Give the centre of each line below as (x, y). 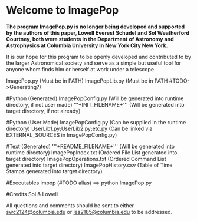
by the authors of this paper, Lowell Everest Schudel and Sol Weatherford (98, 32)
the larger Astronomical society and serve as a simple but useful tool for (94, 63)
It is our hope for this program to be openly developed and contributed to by (99, 57)
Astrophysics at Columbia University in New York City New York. (87, 45)
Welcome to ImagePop (63, 10)
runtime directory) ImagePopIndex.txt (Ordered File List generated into (92, 152)
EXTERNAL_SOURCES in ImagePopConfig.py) (62, 135)
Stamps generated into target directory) (54, 171)
